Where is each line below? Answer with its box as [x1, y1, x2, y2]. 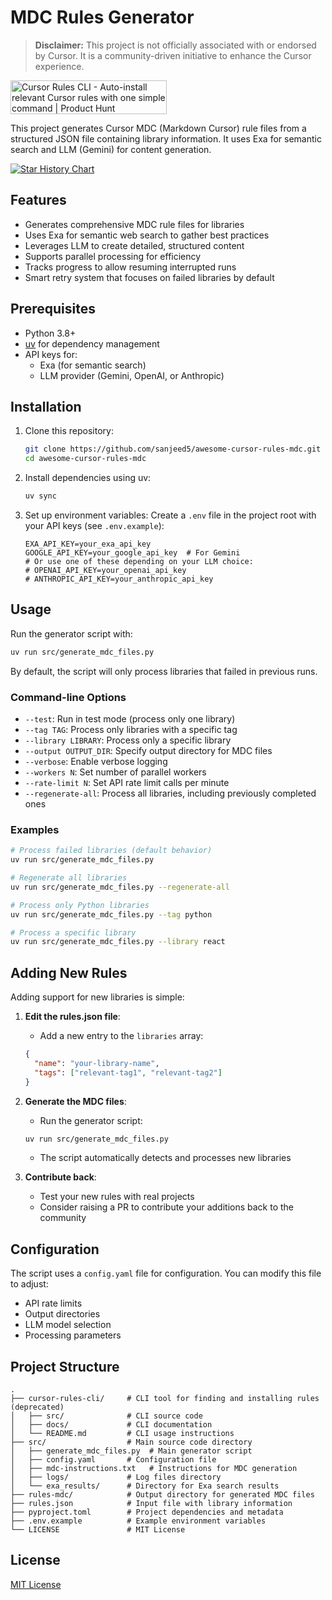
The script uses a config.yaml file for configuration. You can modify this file [10, 1267, 322, 1280]
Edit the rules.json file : [24, 1011, 121, 1023]
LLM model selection [24, 1319, 112, 1331]
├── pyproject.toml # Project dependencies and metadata [10, 1507, 284, 1518]
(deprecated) [10, 1402, 65, 1413]
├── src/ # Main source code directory [10, 1437, 253, 1448]
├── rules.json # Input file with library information [10, 1499, 293, 1509]
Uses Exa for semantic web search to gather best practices [24, 229, 270, 241]
